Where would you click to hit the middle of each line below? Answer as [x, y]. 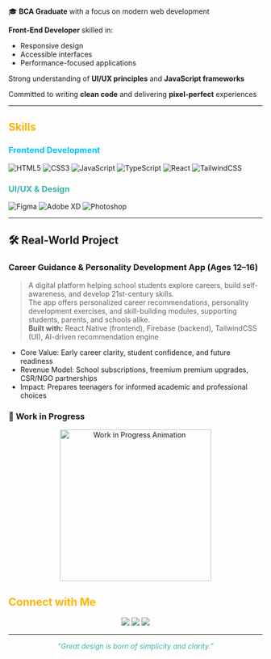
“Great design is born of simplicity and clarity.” [135, 646]
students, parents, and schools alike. [89, 319]
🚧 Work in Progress [47, 416]
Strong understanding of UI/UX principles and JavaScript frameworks [126, 78]
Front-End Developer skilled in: [60, 30]
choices [33, 395]
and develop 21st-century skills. [121, 294]
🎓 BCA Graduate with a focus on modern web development [109, 11]
